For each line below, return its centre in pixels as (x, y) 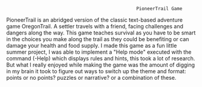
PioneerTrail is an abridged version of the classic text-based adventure (95, 20)
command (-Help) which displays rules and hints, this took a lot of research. (101, 58)
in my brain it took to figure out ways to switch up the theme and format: (96, 71)
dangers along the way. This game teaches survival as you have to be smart (101, 33)
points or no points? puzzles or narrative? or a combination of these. (91, 78)
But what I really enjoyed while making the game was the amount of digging (101, 65)
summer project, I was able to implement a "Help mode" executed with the (99, 52)
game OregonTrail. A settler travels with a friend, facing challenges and (95, 26)
